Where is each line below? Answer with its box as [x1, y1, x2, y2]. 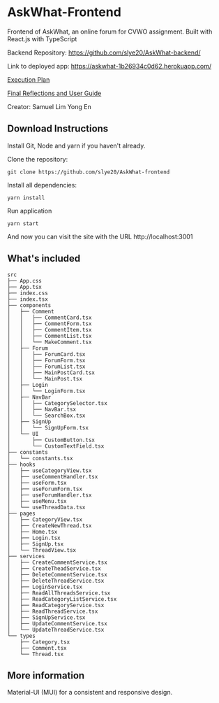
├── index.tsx [7, 295, 49, 303]
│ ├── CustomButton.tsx [7, 436, 96, 443]
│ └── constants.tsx [7, 455, 73, 462]
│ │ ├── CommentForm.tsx [7, 320, 92, 327]
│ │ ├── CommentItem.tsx [7, 326, 92, 333]
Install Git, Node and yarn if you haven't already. [7, 141, 146, 150]
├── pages [7, 510, 36, 517]
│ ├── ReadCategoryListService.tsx [7, 595, 117, 602]
